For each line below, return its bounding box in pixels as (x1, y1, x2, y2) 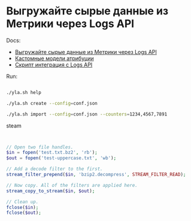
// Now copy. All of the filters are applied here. (6, 182, 138, 188)
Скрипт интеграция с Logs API (14, 61, 93, 68)
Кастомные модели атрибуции (14, 55, 94, 62)
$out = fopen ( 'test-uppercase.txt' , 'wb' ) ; (6, 155, 117, 161)
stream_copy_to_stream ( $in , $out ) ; (6, 187, 95, 194)
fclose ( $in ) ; (6, 204, 39, 210)
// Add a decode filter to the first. (6, 166, 103, 172)
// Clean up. (6, 199, 39, 205)
